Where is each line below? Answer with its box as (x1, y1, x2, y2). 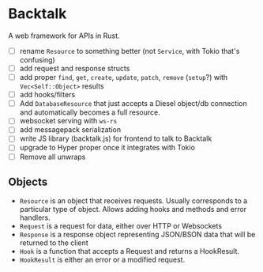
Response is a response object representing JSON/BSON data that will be (19, 230, 256, 240)
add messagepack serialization (19, 125, 121, 134)
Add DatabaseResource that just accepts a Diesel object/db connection (19, 99, 247, 108)
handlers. (19, 213, 51, 222)
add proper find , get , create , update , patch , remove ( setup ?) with (19, 73, 228, 82)
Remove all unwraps (19, 152, 86, 161)
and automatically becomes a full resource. (19, 108, 160, 117)
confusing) (19, 55, 55, 64)
